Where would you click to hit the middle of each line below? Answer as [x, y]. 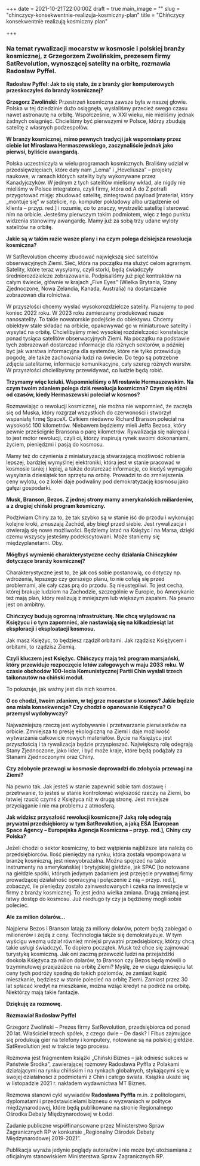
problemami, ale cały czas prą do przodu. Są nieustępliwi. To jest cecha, [95, 585]
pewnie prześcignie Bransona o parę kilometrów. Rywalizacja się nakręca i [98, 432]
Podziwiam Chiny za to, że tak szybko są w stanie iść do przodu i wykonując [100, 517]
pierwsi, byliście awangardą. [43, 152]
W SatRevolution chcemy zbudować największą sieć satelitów [82, 257]
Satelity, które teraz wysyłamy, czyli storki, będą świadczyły [80, 270]
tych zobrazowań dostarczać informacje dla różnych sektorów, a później [95, 345]
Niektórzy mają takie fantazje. [43, 992]
